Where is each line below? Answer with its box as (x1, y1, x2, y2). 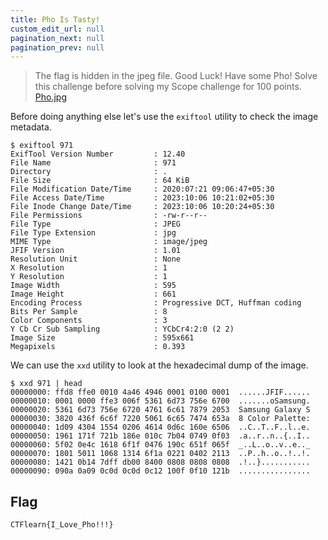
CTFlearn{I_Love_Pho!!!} (10, 520, 114, 530)
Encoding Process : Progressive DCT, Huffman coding (10, 298, 302, 308)
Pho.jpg (34, 91, 67, 103)
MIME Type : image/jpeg (10, 237, 208, 247)
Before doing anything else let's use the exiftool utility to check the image (10, 111, 319, 123)
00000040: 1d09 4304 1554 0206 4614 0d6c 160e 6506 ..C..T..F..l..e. (10, 422, 311, 433)
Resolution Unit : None (10, 254, 182, 265)
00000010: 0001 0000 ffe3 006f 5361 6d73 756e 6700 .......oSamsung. (10, 396, 311, 406)
